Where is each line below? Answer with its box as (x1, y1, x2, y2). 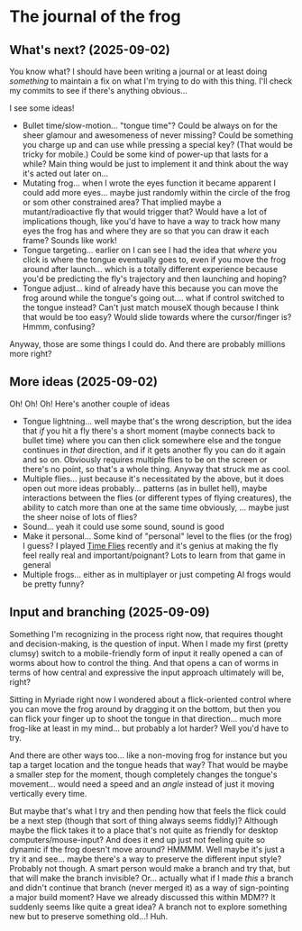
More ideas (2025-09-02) (9, 374, 158, 389)
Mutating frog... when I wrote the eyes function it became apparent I (22, 178, 277, 188)
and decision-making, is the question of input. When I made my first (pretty (9, 638, 288, 649)
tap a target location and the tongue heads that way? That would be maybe (9, 759, 288, 770)
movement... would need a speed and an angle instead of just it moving (9, 778, 275, 790)
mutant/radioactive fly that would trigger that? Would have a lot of (22, 206, 268, 217)
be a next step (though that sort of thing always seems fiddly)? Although (9, 815, 279, 826)
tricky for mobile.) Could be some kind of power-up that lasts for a (22, 149, 269, 160)
